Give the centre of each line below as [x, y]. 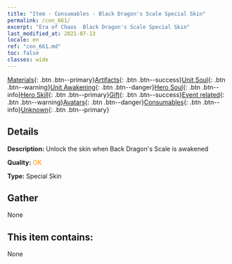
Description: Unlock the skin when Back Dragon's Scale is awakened [108, 149]
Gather [23, 198]
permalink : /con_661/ [39, 20]
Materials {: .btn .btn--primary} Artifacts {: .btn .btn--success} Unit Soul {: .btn [117, 80]
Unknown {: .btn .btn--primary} [65, 109]
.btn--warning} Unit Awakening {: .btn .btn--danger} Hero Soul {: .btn [104, 87]
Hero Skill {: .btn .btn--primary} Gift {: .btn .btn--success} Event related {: [123, 94]
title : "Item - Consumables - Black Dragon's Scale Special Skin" [107, 14]
